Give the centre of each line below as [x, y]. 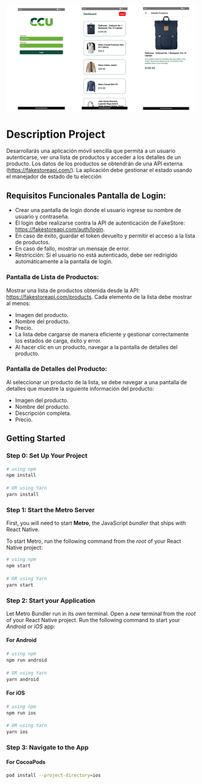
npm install [21, 475]
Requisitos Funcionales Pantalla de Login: [86, 195]
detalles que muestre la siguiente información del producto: [80, 388]
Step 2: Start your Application [51, 600]
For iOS [16, 693]
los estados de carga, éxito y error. [58, 341]
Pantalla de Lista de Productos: [53, 277]
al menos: [18, 303]
